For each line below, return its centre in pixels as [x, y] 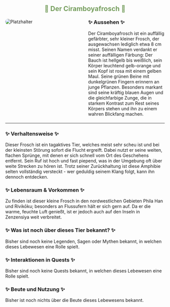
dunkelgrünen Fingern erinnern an [124, 81]
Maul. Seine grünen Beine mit [119, 76]
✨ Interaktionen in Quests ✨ [40, 259]
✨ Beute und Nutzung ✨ [35, 289]
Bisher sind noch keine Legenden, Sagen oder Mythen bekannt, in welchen [83, 241]
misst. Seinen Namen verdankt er [123, 49]
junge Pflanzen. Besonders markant [125, 87]
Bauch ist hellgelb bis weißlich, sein [125, 60]
